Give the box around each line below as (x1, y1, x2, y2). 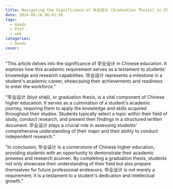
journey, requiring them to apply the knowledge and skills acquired (5, 105, 147, 111)
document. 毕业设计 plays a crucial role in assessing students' (5, 122, 137, 128)
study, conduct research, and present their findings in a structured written (5, 116, 162, 122)
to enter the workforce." (5, 83, 56, 90)
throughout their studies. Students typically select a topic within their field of (5, 111, 168, 117)
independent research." (5, 133, 56, 139)
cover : (5, 46, 20, 51)
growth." (5, 178, 24, 184)
